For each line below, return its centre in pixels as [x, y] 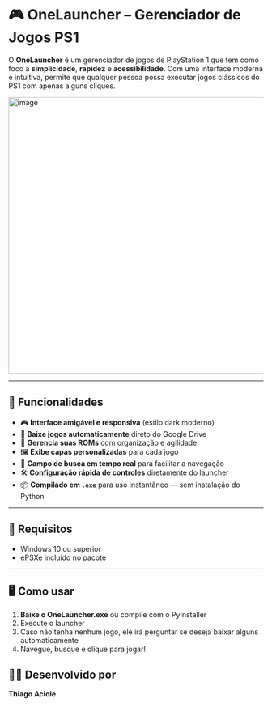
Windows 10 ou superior [60, 548]
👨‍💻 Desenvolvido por [62, 674]
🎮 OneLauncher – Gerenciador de [125, 15]
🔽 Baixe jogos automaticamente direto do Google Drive [113, 434]
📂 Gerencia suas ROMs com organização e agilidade [108, 442]
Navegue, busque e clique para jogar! [83, 649]
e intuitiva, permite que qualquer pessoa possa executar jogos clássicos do [134, 77]
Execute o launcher [52, 624]
